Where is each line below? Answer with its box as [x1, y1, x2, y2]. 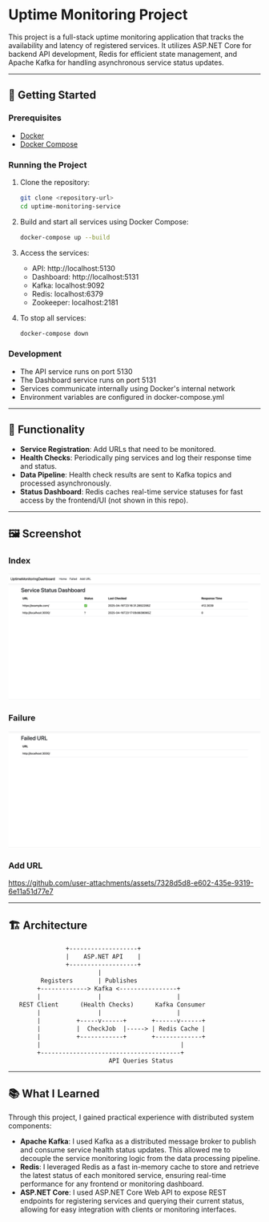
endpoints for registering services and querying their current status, [19, 1196, 244, 1205]
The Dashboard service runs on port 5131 [19, 375, 156, 385]
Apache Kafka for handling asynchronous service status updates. [8, 58, 224, 67]
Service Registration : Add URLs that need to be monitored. [19, 444, 216, 454]
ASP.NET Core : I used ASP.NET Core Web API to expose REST [19, 1188, 227, 1197]
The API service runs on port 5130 [19, 366, 134, 376]
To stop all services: [19, 313, 86, 322]
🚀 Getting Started [8, 88, 97, 102]
